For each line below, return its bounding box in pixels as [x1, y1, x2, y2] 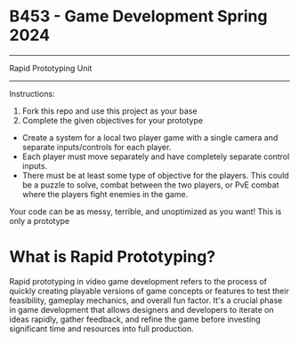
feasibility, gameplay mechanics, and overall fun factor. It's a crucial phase [9, 295, 283, 306]
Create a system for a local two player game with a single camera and [21, 132, 279, 143]
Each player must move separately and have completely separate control [21, 151, 290, 162]
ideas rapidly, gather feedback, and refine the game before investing [9, 314, 261, 324]
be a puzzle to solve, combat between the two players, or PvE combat [21, 179, 279, 190]
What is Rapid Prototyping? [9, 247, 216, 267]
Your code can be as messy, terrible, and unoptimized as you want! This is [9, 206, 282, 217]
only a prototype [9, 215, 70, 226]
